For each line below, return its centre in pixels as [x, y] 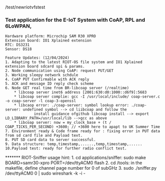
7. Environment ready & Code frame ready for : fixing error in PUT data [83, 131]
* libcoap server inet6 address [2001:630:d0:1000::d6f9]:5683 [81, 92]
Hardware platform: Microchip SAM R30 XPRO [51, 36]
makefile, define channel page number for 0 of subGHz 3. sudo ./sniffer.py [81, 168]
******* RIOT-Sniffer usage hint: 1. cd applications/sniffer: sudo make [76, 158]
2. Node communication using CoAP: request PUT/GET [59, 71]
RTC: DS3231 [17, 45]
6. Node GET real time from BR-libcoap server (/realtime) [67, 88]
